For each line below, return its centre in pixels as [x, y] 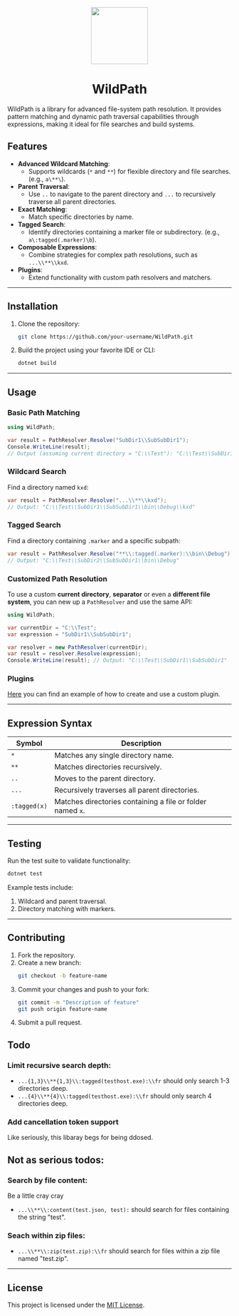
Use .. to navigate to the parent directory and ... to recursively [122, 194]
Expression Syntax [50, 723]
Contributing [36, 938]
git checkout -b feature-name [63, 976]
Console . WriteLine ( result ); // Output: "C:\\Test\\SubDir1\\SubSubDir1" [117, 660]
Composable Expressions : [57, 247]
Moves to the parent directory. [105, 778]
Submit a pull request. [50, 1022]
